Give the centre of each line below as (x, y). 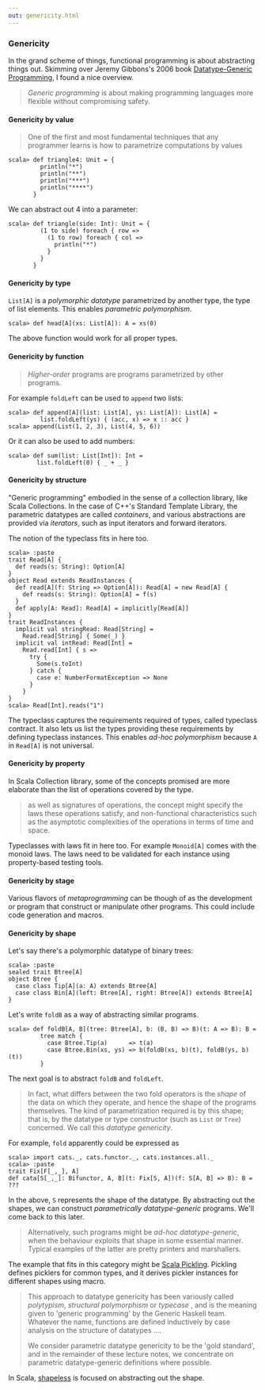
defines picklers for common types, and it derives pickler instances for (123, 1273)
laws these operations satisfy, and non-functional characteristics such (142, 813)
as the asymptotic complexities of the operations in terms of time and (141, 821)
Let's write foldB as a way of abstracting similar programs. (104, 1015)
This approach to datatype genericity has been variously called (131, 1296)
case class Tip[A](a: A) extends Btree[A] (86, 986)
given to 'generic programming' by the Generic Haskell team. (127, 1314)
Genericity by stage (42, 880)
